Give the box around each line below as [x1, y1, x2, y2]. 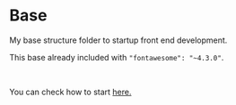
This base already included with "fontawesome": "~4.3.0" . [9, 52, 224, 62]
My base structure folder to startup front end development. [9, 35, 228, 45]
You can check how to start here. [9, 86, 132, 97]
